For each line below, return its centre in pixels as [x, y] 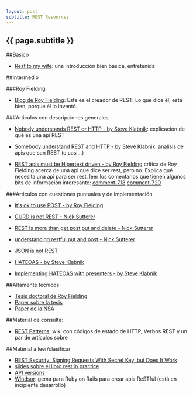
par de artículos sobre [41, 338]
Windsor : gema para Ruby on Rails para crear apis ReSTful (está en [96, 379]
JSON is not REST [36, 251]
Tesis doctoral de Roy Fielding [51, 296]
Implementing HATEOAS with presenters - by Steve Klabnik [86, 273]
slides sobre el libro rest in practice [57, 366]
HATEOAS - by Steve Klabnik [49, 262]
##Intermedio [23, 77]
